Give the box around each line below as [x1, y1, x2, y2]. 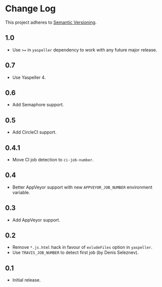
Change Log [5, 3, 56, 14]
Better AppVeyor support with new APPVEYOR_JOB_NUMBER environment [12, 184, 153, 190]
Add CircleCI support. [12, 129, 57, 135]
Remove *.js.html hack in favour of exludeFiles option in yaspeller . [12, 244, 153, 250]
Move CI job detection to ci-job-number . [12, 157, 94, 162]
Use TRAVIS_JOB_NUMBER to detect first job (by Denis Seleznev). [12, 249, 139, 255]
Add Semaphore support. [12, 102, 64, 108]
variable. [12, 189, 31, 195]
